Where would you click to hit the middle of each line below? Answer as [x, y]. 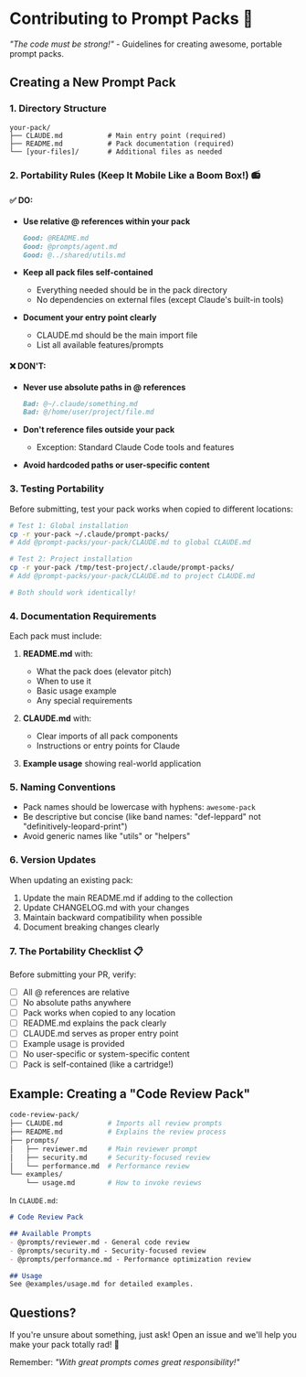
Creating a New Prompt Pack [93, 83]
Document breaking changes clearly [91, 927]
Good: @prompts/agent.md [70, 246]
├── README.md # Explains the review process [118, 1132]
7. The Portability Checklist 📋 [77, 951]
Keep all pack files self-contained [88, 273]
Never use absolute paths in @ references [104, 387]
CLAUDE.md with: [57, 718]
